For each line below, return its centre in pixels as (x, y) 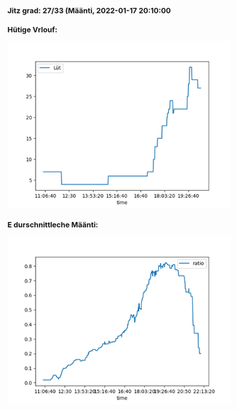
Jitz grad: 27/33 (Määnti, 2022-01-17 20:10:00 (89, 11)
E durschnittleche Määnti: (53, 225)
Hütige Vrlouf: (33, 29)
